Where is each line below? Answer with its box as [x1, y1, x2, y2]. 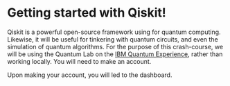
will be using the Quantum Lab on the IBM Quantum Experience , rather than [7, 50, 223, 58]
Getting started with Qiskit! [7, 5, 166, 21]
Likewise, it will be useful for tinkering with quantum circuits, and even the [7, 35, 218, 43]
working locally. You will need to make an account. [7, 57, 152, 65]
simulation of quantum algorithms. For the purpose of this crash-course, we [7, 42, 224, 51]
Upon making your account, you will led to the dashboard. [7, 71, 172, 79]
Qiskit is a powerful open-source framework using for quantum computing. [7, 28, 221, 36]
